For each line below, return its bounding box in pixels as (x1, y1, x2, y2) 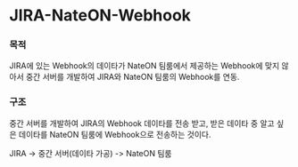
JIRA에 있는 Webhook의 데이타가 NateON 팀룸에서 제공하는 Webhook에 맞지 (9, 60, 280, 71)
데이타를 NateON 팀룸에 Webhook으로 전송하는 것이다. (18, 129, 211, 139)
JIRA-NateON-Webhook (9, 5, 192, 26)
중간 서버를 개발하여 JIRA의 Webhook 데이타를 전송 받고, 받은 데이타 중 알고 (9, 117, 275, 129)
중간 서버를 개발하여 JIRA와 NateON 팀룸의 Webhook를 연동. (25, 72, 240, 83)
